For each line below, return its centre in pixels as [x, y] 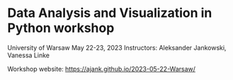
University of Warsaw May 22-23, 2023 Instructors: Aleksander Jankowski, [117, 47]
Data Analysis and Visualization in [110, 13]
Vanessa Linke [28, 55]
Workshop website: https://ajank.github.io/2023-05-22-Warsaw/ [102, 69]
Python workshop [61, 28]
